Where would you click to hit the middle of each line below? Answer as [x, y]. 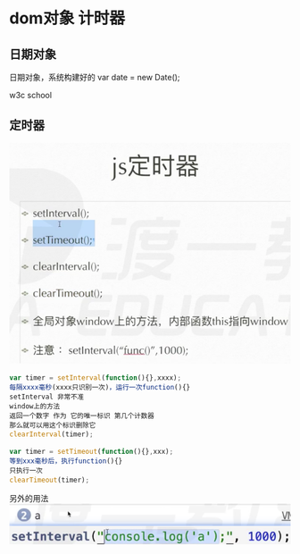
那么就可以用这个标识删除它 [53, 425]
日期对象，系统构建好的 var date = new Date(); [95, 77]
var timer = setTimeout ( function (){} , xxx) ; [92, 452]
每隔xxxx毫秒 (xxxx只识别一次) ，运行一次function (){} [100, 388]
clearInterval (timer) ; [51, 434]
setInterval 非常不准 [47, 397]
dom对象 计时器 [67, 18]
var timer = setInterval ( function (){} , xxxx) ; [95, 378]
